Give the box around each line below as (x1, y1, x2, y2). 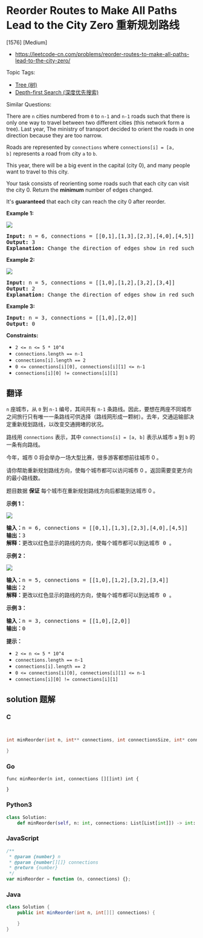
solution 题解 (6, 694, 56, 705)
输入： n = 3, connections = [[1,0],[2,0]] (6, 617, 131, 624)
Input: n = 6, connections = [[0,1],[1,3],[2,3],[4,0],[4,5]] (6, 232, 195, 239)
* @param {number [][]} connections (8, 859, 98, 865)
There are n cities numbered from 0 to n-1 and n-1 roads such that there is (6, 112, 190, 120)
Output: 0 (6, 320, 35, 327)
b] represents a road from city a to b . (6, 149, 98, 157)
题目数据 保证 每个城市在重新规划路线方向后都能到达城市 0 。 (6, 487, 159, 494)
